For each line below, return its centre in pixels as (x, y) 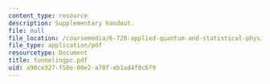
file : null (27, 30)
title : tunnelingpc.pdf (48, 61)
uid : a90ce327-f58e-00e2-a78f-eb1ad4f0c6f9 (82, 68)
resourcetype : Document (48, 53)
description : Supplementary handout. (72, 23)
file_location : (34, 38)
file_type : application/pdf (55, 46)
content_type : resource (48, 16)
